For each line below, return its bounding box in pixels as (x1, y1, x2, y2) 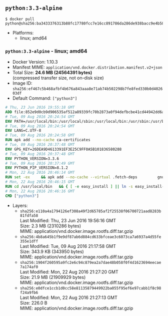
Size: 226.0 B (19, 299, 47, 305)
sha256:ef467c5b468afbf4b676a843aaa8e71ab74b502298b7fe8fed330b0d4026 (12, 87, 163, 92)
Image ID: (12, 80, 32, 86)
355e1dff (19, 238, 38, 244)
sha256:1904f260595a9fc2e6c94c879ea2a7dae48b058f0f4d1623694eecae (19, 260, 161, 265)
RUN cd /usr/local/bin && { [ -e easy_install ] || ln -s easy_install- (5, 184, 164, 189)
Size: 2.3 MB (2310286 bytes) (19, 223, 81, 229)
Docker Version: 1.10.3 (12, 59, 58, 65)
